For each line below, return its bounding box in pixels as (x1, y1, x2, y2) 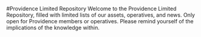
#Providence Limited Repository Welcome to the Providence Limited (6, 5, 177, 12)
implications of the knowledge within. (6, 24, 100, 31)
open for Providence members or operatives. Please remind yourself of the (6, 18, 194, 24)
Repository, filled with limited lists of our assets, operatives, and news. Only (6, 11, 196, 18)
